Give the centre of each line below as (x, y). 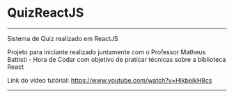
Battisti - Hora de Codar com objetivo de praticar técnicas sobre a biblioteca (117, 59)
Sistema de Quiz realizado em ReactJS (63, 38)
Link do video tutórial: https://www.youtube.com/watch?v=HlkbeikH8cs (110, 80)
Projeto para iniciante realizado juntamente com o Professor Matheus (107, 52)
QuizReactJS (46, 13)
